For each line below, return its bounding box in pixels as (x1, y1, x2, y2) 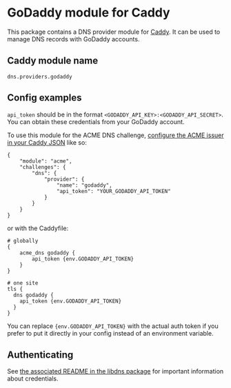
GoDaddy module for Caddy (7, 5, 170, 21)
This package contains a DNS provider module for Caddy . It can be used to (7, 28, 221, 36)
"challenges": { (19, 163, 67, 170)
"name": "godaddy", (56, 181, 112, 189)
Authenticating (7, 349, 74, 360)
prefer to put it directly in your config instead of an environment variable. (7, 329, 214, 337)
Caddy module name (7, 55, 99, 67)
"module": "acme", (19, 157, 72, 165)
